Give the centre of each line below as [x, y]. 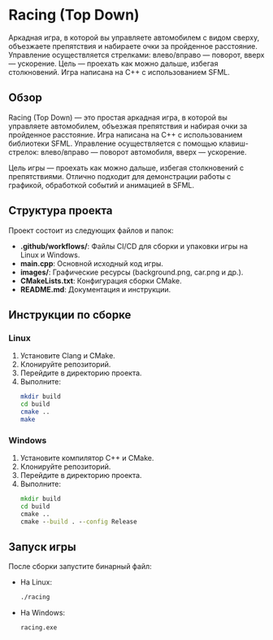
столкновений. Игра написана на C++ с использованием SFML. [119, 72]
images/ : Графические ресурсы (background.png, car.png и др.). [132, 272]
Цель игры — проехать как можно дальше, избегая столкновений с [126, 168]
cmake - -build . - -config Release [78, 522]
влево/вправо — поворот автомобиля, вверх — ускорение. [143, 151]
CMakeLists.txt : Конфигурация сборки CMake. [101, 281]
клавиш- [234, 143]
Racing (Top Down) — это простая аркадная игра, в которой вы [118, 117]
